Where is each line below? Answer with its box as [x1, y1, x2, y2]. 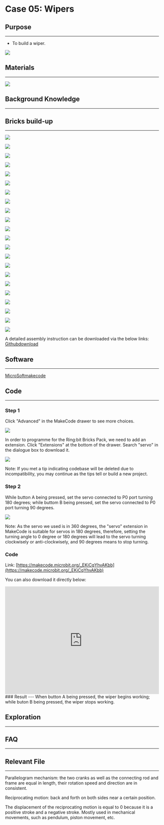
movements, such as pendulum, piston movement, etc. [5, 815, 115, 821]
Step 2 [5, 483, 21, 490]
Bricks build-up [5, 117, 53, 125]
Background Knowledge [5, 95, 80, 103]
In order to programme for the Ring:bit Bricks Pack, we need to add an [5, 437, 146, 443]
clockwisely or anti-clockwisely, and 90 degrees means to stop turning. [5, 539, 149, 544]
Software [5, 355, 34, 363]
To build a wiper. [12, 40, 46, 46]
